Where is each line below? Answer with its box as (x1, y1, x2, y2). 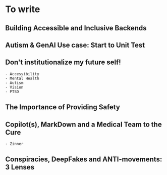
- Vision (5, 84, 24, 90)
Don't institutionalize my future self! (5, 58, 121, 67)
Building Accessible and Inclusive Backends (5, 24, 147, 32)
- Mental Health (5, 76, 39, 81)
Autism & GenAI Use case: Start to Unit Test (5, 40, 145, 49)
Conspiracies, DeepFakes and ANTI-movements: (5, 155, 162, 164)
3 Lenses (5, 163, 35, 171)
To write (5, 4, 40, 15)
